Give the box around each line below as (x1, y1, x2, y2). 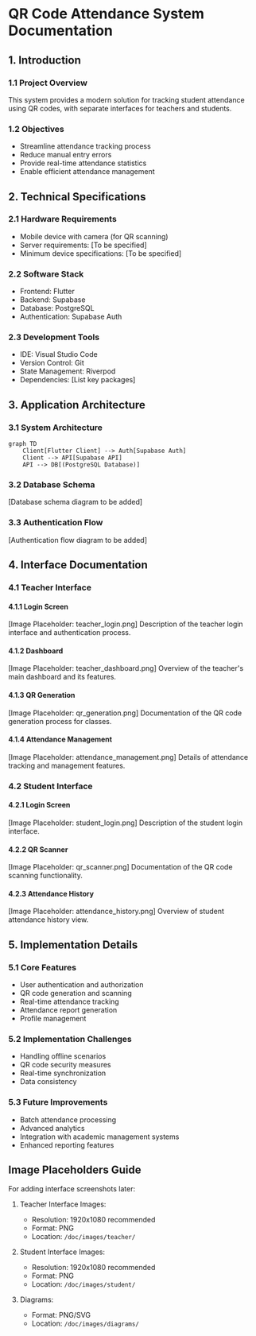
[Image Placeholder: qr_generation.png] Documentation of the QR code (8, 708, 242, 718)
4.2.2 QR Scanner (8, 844, 68, 854)
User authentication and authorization (19, 980, 145, 989)
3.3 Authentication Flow (8, 517, 103, 529)
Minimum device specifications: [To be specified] (19, 248, 182, 258)
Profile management (19, 1014, 87, 1024)
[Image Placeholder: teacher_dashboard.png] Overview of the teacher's (8, 664, 244, 673)
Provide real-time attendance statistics (19, 158, 147, 168)
